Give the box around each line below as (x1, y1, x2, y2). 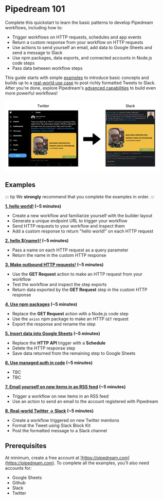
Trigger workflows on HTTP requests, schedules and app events (12, 34, 142, 40)
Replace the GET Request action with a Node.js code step (12, 310, 129, 316)
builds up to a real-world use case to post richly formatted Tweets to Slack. (5, 79, 156, 86)
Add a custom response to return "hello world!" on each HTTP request (12, 228, 154, 234)
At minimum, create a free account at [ (5, 455, 82, 461)
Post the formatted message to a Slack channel (12, 427, 107, 433)
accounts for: (5, 465, 32, 471)
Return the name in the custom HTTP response (12, 252, 107, 258)
